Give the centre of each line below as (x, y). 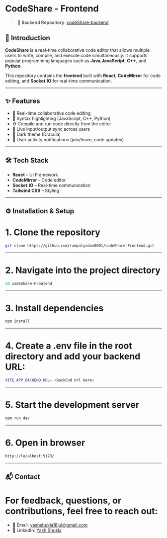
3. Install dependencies (54, 308)
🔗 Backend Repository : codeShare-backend (63, 22)
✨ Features (23, 101)
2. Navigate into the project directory (83, 270)
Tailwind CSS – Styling (36, 191)
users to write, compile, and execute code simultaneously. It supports (76, 55)
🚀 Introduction (28, 38)
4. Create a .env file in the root (69, 346)
